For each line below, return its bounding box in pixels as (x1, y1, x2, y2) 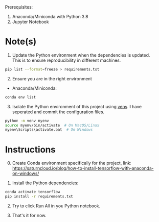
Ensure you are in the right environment (12, 75, 92, 81)
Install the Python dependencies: (12, 180, 79, 186)
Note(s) (5, 36, 37, 47)
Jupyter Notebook (12, 19, 49, 25)
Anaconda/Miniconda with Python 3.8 (12, 14, 89, 19)
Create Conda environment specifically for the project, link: (12, 160, 132, 166)
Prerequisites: (5, 4, 33, 10)
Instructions (5, 144, 56, 155)
